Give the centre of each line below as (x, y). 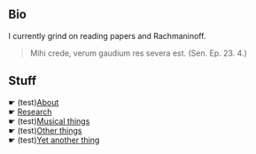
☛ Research (30, 112)
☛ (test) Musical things (49, 121)
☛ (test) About (34, 102)
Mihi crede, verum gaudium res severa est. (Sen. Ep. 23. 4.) (138, 53)
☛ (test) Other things (45, 130)
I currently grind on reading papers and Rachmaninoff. (107, 35)
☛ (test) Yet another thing (54, 140)
